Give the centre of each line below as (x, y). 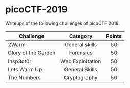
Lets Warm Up (25, 69)
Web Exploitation (81, 61)
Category (81, 36)
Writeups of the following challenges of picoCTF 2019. (63, 23)
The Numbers (24, 77)
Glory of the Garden (32, 53)
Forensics (81, 53)
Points (114, 36)
